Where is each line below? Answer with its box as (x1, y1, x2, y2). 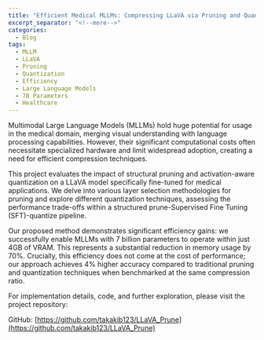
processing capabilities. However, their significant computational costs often (8, 137, 256, 147)
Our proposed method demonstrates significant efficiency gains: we (8, 226, 229, 236)
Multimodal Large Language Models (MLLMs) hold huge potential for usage (8, 121, 253, 130)
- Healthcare (15, 99, 58, 107)
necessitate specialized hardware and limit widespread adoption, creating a (8, 146, 253, 155)
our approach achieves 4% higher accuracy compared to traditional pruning (8, 260, 255, 269)
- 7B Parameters (15, 92, 68, 100)
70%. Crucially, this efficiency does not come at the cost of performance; (8, 251, 246, 261)
